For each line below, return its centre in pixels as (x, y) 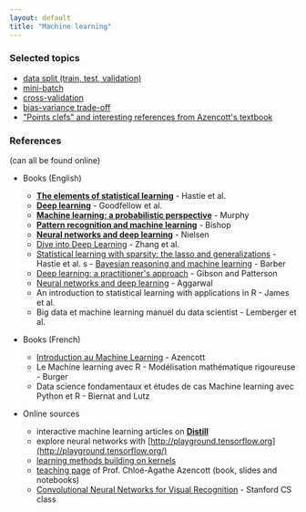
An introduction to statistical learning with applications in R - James (163, 293)
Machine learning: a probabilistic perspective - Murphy (143, 215)
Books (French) (51, 340)
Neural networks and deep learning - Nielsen (122, 235)
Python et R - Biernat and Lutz (93, 396)
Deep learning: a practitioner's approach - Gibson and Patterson (157, 274)
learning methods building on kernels (106, 461)
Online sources (51, 414)
